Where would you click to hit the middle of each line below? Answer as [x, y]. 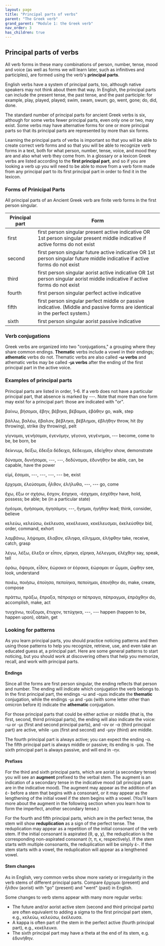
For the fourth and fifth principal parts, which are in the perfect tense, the [79, 818]
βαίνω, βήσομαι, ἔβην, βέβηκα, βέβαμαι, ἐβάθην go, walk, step [69, 411]
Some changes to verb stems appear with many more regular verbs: [74, 897]
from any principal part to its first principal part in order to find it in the [76, 171]
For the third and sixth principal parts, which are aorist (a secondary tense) [81, 772]
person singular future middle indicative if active [93, 259]
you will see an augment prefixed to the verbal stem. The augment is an [78, 777]
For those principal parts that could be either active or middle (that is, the [79, 714]
